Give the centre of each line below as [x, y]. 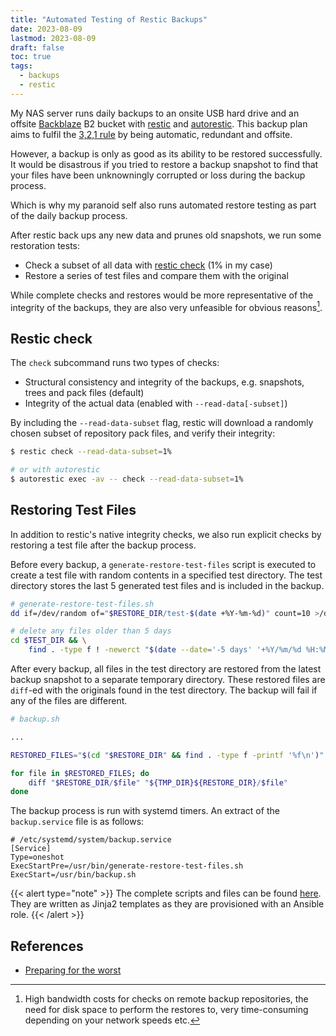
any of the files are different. [69, 701]
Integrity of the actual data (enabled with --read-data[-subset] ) [156, 403]
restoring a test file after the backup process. [103, 545]
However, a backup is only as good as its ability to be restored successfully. [166, 153]
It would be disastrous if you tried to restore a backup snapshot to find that [164, 164]
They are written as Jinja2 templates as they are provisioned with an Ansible [167, 904]
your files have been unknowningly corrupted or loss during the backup [158, 175]
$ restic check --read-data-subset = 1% [91, 452]
